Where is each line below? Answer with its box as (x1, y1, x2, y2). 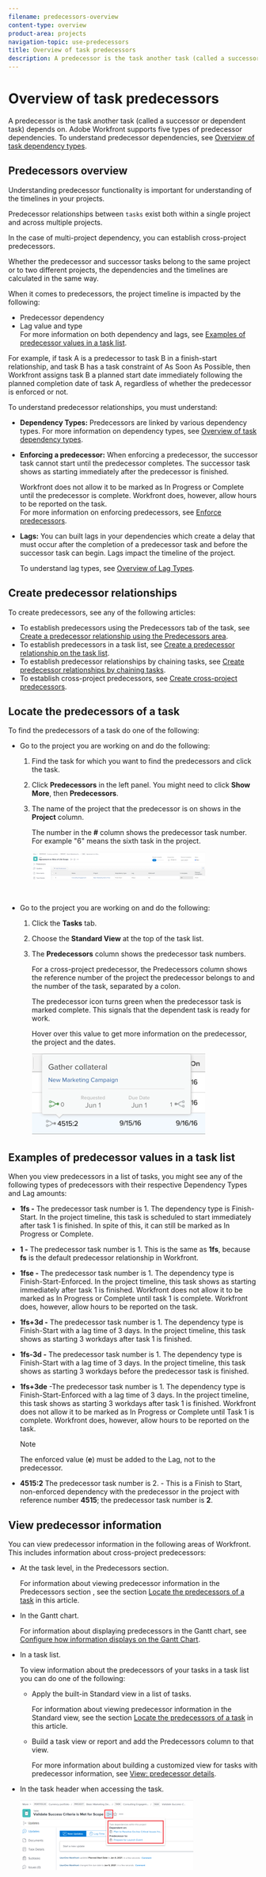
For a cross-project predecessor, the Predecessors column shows (31, 964, 248, 975)
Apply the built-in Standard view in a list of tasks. (31, 1689, 192, 1699)
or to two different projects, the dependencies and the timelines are (8, 265, 228, 274)
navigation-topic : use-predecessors (8, 38, 129, 46)
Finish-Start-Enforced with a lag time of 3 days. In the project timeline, (19, 1390, 249, 1400)
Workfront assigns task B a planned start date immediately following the (8, 370, 243, 380)
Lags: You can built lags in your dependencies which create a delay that (19, 531, 256, 541)
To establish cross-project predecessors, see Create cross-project (19, 673, 237, 683)
